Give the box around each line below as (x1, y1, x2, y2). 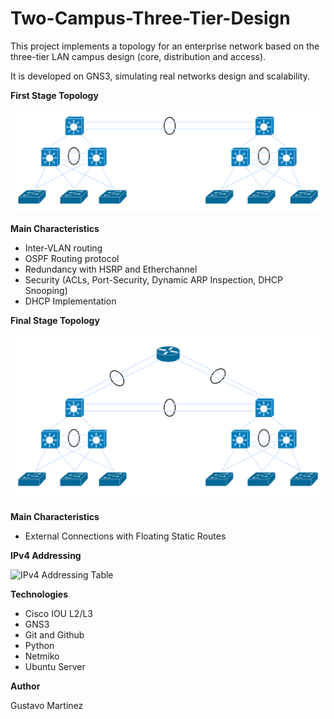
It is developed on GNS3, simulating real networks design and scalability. (10, 70, 310, 82)
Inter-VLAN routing (24, 242, 103, 254)
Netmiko (24, 650, 60, 662)
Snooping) (24, 285, 68, 297)
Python (24, 639, 55, 651)
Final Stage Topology (10, 315, 100, 327)
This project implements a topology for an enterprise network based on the (10, 40, 320, 52)
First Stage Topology (10, 89, 99, 101)
